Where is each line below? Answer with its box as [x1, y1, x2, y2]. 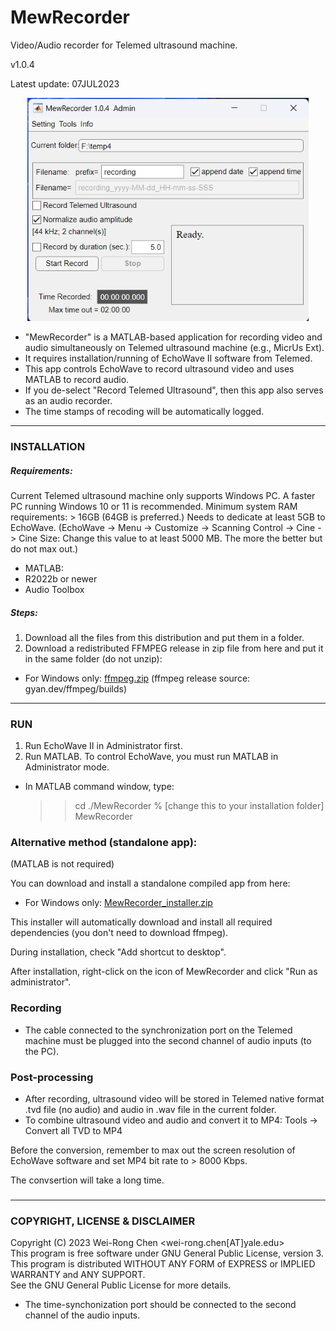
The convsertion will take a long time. [10, 1174, 165, 1186]
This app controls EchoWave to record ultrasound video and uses [24, 363, 295, 375]
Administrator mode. [24, 761, 110, 773]
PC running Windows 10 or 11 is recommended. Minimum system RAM [10, 500, 298, 512]
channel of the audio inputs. [24, 1309, 141, 1321]
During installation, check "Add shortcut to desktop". [10, 946, 227, 958]
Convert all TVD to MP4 [24, 1125, 123, 1137]
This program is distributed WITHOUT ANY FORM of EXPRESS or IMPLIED [10, 1258, 316, 1270]
